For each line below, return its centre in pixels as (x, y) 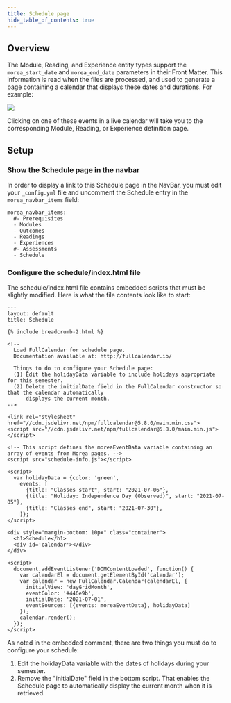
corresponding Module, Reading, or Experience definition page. (98, 129)
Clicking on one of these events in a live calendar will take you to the (105, 121)
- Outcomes (29, 231)
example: (20, 94)
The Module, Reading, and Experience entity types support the (97, 65)
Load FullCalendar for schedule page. (70, 350)
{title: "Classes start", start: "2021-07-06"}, (97, 490)
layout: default (31, 314)
